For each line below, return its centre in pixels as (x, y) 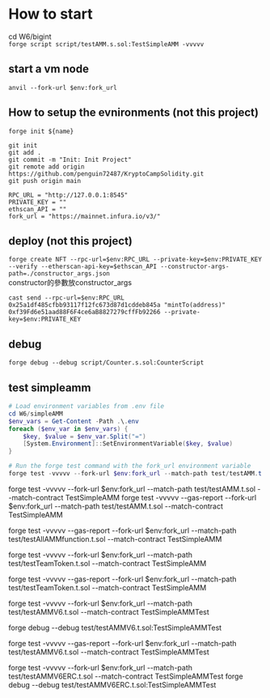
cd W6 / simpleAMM (36, 414)
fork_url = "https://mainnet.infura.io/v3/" (84, 216)
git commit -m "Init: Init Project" (70, 160)
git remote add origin (46, 167)
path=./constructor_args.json (59, 274)
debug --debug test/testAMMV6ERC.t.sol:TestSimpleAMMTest (112, 684)
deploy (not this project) (71, 241)
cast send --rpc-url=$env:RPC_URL (67, 298)
